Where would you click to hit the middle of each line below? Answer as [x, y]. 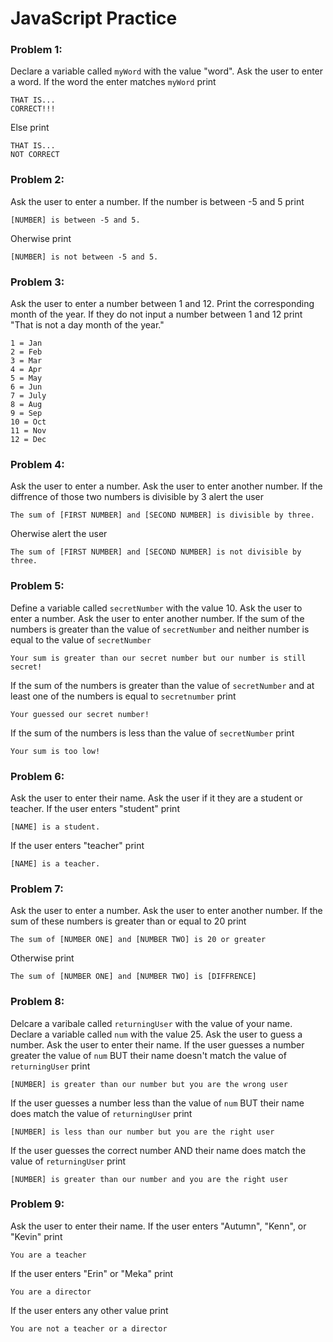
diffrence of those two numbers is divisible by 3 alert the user [137, 497]
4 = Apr [26, 370]
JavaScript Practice [94, 18]
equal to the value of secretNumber [81, 639]
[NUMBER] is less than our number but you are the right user [142, 1132]
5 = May [26, 378]
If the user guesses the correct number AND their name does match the [158, 1150]
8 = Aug [26, 405]
